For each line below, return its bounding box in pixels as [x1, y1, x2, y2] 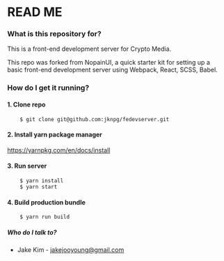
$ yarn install [19, 177, 64, 184]
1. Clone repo [7, 100, 46, 109]
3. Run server [7, 161, 47, 171]
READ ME [7, 4, 63, 20]
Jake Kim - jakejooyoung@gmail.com [17, 246, 125, 254]
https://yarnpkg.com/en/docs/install [7, 145, 111, 154]
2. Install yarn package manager [7, 130, 103, 139]
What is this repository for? [7, 29, 102, 39]
